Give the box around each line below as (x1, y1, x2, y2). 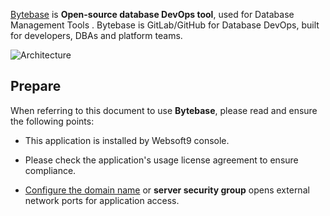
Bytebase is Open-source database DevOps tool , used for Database (10, 9, 295, 20)
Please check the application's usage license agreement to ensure (24, 154, 299, 166)
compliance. (24, 164, 77, 176)
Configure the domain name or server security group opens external (24, 184, 310, 196)
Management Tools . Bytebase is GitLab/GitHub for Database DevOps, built (10, 19, 320, 31)
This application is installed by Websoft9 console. (24, 134, 230, 146)
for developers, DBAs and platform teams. (10, 30, 183, 41)
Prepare (10, 78, 62, 95)
